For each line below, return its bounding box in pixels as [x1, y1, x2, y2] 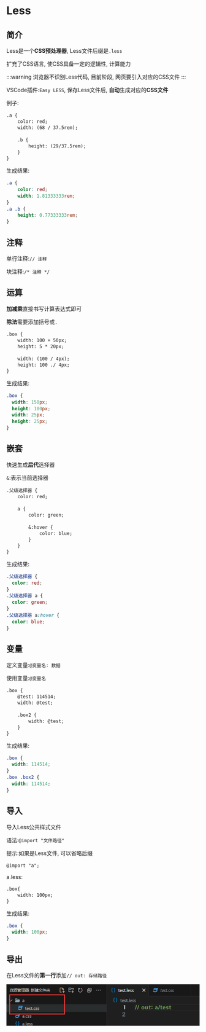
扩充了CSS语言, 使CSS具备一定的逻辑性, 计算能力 [6, 60, 131, 68]
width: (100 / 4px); [17, 356, 70, 362]
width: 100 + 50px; [17, 337, 67, 343]
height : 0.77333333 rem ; [17, 213, 78, 219]
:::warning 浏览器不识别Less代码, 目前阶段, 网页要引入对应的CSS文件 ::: [6, 73, 186, 80]
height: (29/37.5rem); [28, 143, 86, 149]
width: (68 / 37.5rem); [17, 125, 78, 131]
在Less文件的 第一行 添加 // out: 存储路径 [6, 972, 107, 979]
